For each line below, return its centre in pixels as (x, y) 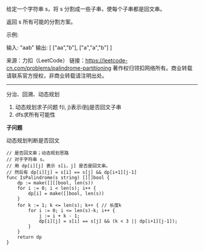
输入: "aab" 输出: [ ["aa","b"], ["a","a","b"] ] (59, 48)
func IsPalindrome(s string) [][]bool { (58, 178)
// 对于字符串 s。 (27, 159)
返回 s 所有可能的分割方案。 (41, 22)
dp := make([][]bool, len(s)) (56, 183)
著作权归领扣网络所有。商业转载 (153, 68)
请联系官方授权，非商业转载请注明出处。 (57, 75)
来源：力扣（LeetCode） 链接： (46, 60)
